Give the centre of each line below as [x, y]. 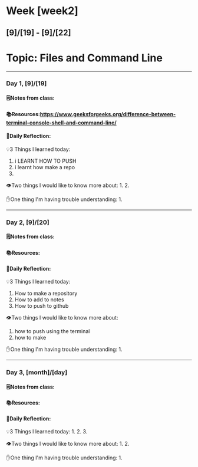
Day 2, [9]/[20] [28, 222]
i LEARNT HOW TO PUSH [45, 161]
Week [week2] [42, 11]
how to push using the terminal [52, 331]
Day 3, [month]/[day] [37, 373]
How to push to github [42, 306]
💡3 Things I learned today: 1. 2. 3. [47, 432]
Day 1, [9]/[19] [27, 84]
